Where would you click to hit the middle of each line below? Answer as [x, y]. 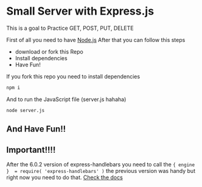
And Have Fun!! [36, 129]
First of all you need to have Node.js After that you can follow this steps [96, 40]
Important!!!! [31, 150]
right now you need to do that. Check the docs [64, 177]
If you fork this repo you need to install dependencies [73, 76]
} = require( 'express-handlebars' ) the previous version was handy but [101, 171]
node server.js [26, 110]
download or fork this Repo [49, 51]
